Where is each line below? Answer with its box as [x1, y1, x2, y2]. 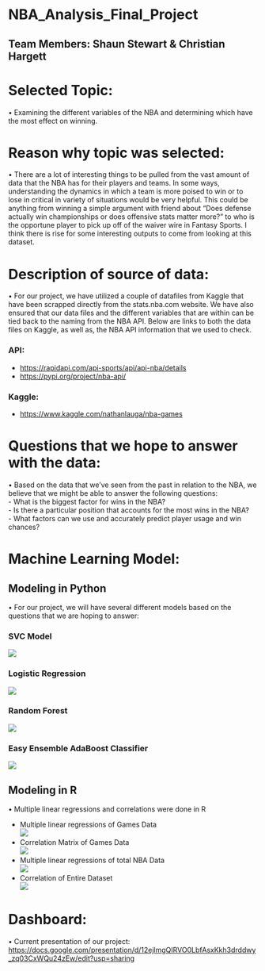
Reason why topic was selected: [8, 144, 225, 162]
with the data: [8, 454, 101, 472]
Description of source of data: [8, 265, 210, 283]
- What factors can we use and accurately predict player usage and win [8, 513, 241, 523]
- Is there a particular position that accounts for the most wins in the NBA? [8, 505, 249, 515]
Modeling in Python [8, 581, 107, 595]
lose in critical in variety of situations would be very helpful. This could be [8, 195, 248, 205]
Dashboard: [8, 911, 87, 929]
